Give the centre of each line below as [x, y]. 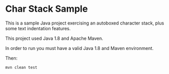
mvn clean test [21, 67]
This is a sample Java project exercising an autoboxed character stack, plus [85, 23]
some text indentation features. [38, 28]
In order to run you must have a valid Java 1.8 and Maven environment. [79, 48]
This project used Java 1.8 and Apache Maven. [54, 38]
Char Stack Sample [47, 9]
